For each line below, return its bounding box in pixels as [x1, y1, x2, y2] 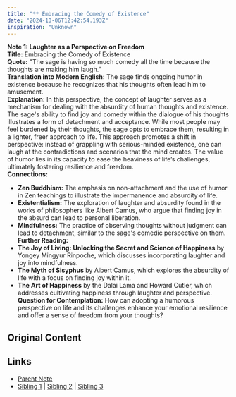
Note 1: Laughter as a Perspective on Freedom [7, 43, 145, 51]
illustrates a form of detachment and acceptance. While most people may [7, 118, 221, 126]
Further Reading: [17, 236, 68, 245]
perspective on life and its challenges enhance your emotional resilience [17, 304, 228, 312]
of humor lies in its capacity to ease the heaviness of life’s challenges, [7, 155, 210, 164]
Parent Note [17, 374, 53, 383]
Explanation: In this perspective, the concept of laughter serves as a [7, 95, 207, 104]
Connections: [7, 170, 48, 178]
